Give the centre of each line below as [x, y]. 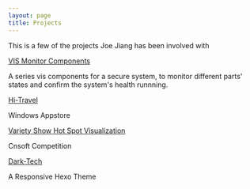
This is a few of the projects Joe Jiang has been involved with [109, 45]
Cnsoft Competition [40, 146]
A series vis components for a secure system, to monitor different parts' [125, 76]
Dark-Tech [25, 161]
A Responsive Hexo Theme [52, 176]
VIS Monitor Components [49, 61]
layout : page [30, 15]
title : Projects [35, 23]
